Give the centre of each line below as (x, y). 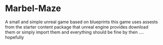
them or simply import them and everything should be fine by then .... (74, 32)
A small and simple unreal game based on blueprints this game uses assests (81, 22)
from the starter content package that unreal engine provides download (77, 27)
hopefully (15, 37)
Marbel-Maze (33, 8)
